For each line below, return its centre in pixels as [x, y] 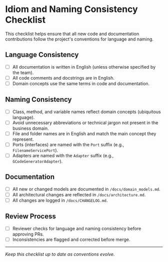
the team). [23, 72]
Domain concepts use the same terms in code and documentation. [81, 83]
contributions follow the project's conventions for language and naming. [79, 39]
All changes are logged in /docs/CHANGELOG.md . [60, 200]
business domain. [30, 128]
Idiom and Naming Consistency [72, 9]
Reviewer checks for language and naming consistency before [77, 228]
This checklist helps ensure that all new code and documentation [72, 34]
